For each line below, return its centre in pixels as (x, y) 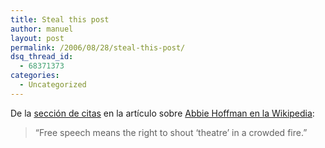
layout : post (37, 38)
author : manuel (42, 29)
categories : (35, 76)
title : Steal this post (60, 19)
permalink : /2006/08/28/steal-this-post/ (98, 47)
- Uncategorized (53, 85)
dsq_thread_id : (42, 57)
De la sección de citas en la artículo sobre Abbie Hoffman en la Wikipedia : (162, 113)
